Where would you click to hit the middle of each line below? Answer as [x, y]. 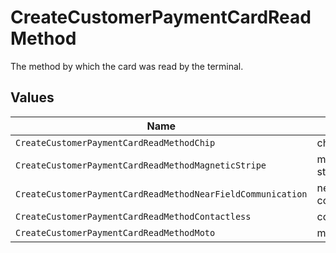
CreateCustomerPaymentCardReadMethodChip [115, 142]
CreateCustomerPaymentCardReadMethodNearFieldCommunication [161, 194]
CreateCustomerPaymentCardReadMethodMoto [115, 232]
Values [32, 97]
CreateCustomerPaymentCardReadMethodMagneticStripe [141, 165]
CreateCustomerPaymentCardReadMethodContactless [133, 216]
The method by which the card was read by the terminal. [127, 66]
